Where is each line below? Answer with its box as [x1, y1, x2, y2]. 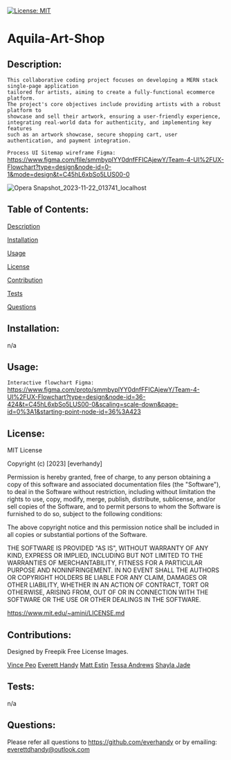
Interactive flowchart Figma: [7, 380, 95, 387]
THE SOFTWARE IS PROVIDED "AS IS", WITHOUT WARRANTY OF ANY [7, 544, 209, 552]
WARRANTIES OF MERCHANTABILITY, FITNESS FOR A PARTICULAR [7, 558, 203, 567]
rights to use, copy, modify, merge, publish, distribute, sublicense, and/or [7, 495, 216, 504]
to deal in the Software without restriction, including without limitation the [7, 488, 216, 496]
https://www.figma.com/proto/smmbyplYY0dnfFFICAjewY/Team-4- [7, 385, 201, 394]
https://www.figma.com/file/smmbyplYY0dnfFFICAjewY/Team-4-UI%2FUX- [7, 156, 225, 164]
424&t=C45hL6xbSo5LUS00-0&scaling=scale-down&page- [7, 400, 178, 409]
